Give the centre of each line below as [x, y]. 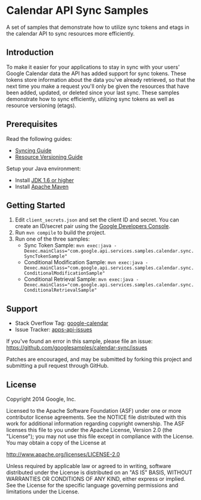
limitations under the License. [43, 492]
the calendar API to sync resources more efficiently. [71, 33]
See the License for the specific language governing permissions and [92, 485]
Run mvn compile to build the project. [60, 233]
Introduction [30, 53]
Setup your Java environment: [44, 168]
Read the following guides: [39, 138]
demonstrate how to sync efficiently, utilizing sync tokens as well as [90, 99]
